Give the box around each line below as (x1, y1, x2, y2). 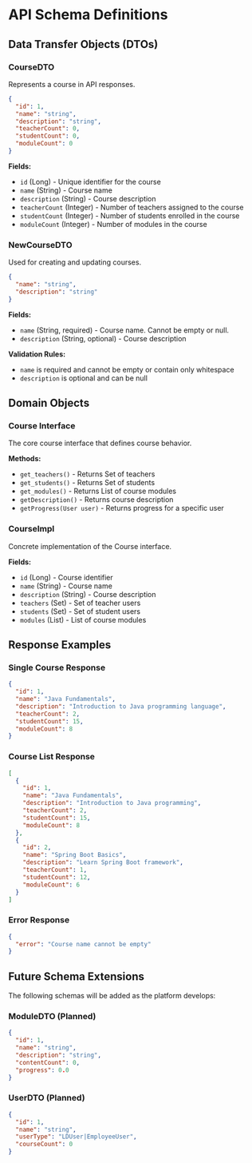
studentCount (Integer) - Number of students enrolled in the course (19, 210, 240, 221)
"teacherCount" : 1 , (22, 866, 88, 874)
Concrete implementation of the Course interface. (8, 541, 172, 551)
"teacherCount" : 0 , (15, 125, 81, 133)
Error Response (8, 914, 70, 926)
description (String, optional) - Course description (19, 333, 187, 343)
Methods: (8, 454, 41, 464)
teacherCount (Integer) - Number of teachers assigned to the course (19, 202, 244, 212)
